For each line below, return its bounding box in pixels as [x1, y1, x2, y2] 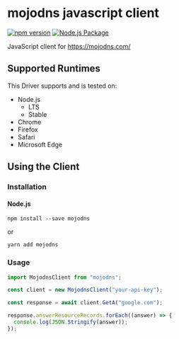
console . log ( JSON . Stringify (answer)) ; [13, 318, 129, 326]
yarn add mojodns [7, 241, 59, 248]
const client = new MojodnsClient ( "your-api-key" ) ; [7, 287, 163, 294]
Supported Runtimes [7, 62, 101, 75]
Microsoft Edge [17, 140, 63, 149]
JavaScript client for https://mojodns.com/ [7, 42, 131, 50]
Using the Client [7, 161, 80, 173]
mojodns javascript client [7, 5, 159, 21]
